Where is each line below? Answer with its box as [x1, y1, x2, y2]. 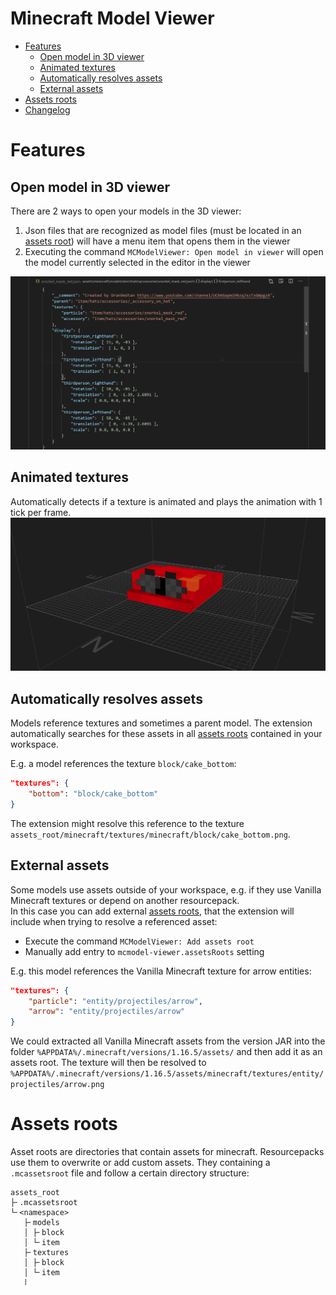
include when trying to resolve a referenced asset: [10, 915, 218, 927]
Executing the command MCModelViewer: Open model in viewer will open [24, 245, 324, 257]
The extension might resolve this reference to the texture [10, 817, 245, 829]
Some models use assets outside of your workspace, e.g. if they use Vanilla [10, 883, 322, 896]
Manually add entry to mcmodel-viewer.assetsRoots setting [24, 945, 265, 957]
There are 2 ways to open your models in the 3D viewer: [10, 205, 242, 217]
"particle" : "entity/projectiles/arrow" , [28, 996, 203, 1006]
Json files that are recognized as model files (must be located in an [24, 224, 302, 236]
